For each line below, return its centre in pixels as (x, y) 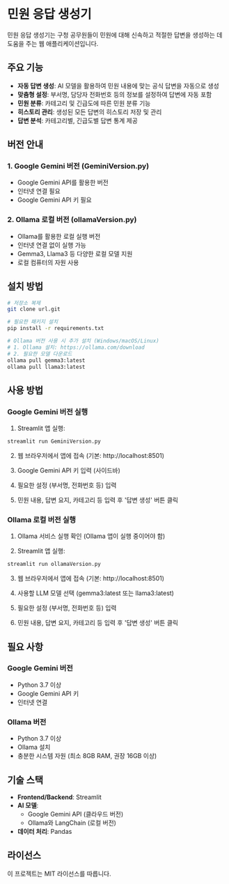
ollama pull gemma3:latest (46, 360)
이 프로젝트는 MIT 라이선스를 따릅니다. (59, 874)
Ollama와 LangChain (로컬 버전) (72, 823)
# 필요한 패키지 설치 (33, 322)
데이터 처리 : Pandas (45, 831)
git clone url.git (34, 309)
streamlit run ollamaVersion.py (54, 565)
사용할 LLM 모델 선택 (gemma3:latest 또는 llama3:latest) (95, 593)
